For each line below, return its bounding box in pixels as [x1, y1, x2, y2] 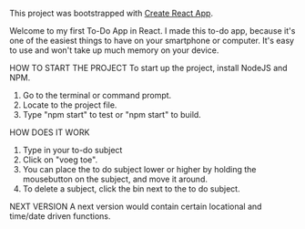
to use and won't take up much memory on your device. [9, 45, 219, 56]
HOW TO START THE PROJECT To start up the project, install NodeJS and [9, 63, 289, 73]
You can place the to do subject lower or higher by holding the [22, 164, 257, 174]
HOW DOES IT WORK [9, 127, 90, 138]
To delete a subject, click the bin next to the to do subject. [22, 183, 240, 194]
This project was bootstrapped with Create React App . [9, 8, 214, 18]
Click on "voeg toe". [22, 154, 98, 165]
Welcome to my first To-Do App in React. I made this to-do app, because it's [9, 26, 296, 36]
